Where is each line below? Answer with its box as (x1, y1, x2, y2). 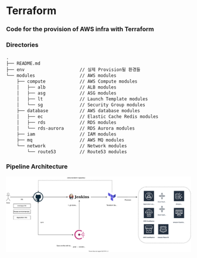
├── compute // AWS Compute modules (16, 79, 138, 84)
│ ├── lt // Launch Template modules (16, 96, 148, 102)
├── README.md (6, 60, 41, 67)
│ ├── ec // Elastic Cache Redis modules (16, 114, 159, 120)
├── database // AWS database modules (16, 108, 141, 114)
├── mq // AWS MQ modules (16, 137, 125, 143)
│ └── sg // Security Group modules (16, 102, 145, 108)
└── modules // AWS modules (6, 73, 117, 79)
